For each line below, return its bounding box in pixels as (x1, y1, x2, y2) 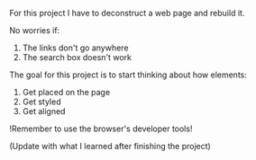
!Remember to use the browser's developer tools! (9, 123, 193, 134)
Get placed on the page (22, 87, 111, 97)
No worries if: (9, 25, 60, 35)
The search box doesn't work (22, 52, 133, 62)
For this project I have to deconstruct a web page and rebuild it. (9, 8, 245, 18)
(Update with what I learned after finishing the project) (9, 141, 212, 151)
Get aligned (22, 106, 66, 116)
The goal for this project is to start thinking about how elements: (9, 69, 248, 80)
